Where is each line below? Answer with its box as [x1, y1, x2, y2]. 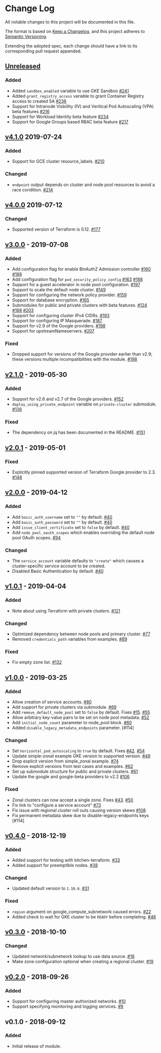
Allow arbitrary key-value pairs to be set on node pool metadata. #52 [12, 714, 149, 720]
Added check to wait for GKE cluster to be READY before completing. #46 [12, 914, 156, 919]
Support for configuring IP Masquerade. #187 [12, 318, 102, 323]
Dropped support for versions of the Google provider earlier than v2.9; [12, 351, 153, 357]
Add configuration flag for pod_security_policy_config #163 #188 [12, 276, 143, 282]
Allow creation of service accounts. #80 [12, 699, 92, 705]
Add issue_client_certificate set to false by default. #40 [12, 524, 130, 530]
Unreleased [5, 62, 41, 70]
